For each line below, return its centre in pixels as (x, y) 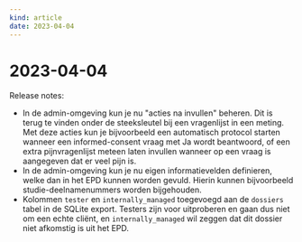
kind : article (36, 18)
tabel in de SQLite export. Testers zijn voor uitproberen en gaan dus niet (156, 209)
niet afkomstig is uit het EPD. (75, 228)
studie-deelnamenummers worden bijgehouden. (112, 190)
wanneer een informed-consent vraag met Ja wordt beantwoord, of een (156, 142)
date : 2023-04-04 (42, 26)
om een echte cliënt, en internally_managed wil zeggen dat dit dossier (152, 219)
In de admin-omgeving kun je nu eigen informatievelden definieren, (147, 171)
